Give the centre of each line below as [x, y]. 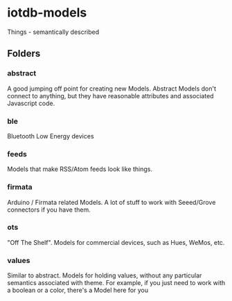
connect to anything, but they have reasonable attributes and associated [110, 95]
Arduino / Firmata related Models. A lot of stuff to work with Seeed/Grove [111, 202]
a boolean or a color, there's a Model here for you [78, 290]
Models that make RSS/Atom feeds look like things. [80, 169]
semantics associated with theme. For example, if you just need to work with [116, 283]
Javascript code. [31, 103]
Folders [24, 54]
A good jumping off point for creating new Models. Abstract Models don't [112, 89]
